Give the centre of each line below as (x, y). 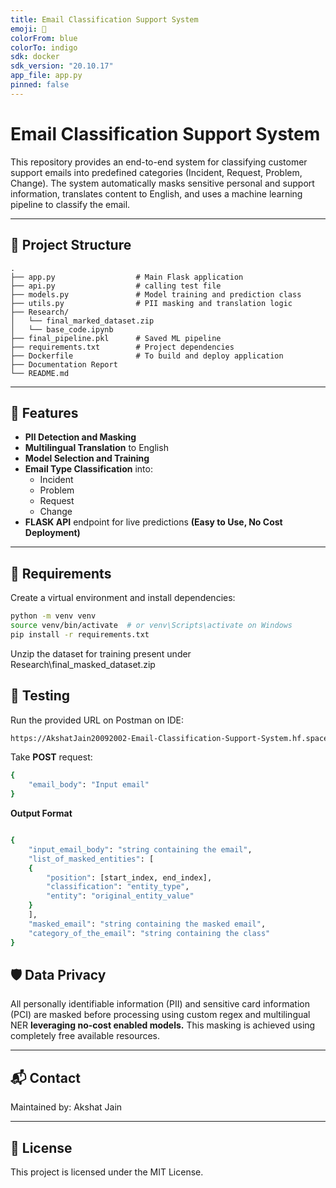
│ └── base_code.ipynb (62, 329)
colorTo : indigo (44, 47)
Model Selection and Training (87, 458)
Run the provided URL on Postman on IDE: (97, 720)
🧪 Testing (40, 696)
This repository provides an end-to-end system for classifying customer (159, 162)
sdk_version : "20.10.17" (62, 66)
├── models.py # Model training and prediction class (156, 294)
